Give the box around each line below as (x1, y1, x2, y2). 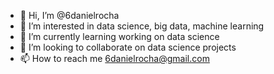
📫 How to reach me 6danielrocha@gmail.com (19, 53, 210, 64)
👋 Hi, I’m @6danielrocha (19, 10, 120, 21)
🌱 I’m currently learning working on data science (19, 31, 220, 42)
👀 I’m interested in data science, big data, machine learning (19, 20, 265, 32)
